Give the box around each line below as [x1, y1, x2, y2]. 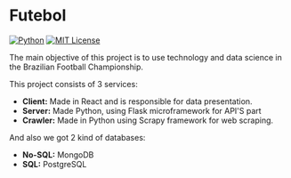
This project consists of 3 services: [9, 78, 138, 89]
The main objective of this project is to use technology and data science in [9, 52, 282, 62]
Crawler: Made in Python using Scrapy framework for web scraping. [21, 115, 274, 125]
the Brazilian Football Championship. [9, 61, 144, 72]
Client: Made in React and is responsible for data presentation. [21, 95, 253, 107]
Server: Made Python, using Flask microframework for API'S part [21, 105, 262, 116]
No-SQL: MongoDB [21, 149, 94, 160]
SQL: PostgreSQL [21, 158, 87, 169]
